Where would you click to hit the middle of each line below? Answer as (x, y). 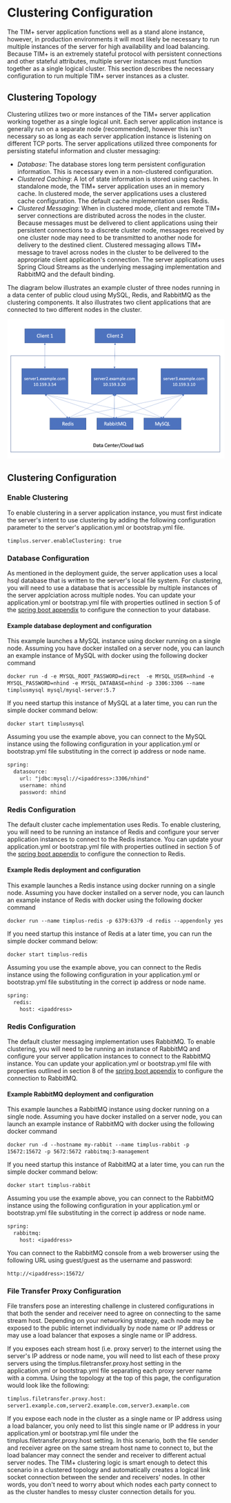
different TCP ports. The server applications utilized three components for (112, 144)
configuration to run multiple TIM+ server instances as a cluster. (98, 76)
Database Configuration (48, 558)
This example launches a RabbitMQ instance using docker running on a (108, 1110)
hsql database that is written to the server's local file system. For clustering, (115, 580)
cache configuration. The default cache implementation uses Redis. (113, 201)
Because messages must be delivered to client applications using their (117, 223)
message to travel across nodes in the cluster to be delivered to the (113, 252)
